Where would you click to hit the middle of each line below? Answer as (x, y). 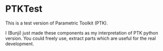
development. (20, 43)
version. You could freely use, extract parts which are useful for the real (81, 38)
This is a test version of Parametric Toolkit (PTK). (57, 23)
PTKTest (24, 9)
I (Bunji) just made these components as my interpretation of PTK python (82, 33)
